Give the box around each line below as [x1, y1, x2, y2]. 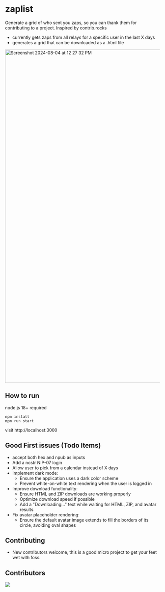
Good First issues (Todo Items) [5, 441, 101, 450]
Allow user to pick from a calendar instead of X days [12, 465, 118, 471]
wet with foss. [12, 555, 41, 561]
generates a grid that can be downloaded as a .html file [12, 39, 124, 45]
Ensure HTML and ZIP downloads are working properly [19, 491, 131, 497]
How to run [5, 392, 40, 400]
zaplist [5, 3, 33, 15]
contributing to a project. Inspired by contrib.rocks [5, 25, 107, 30]
